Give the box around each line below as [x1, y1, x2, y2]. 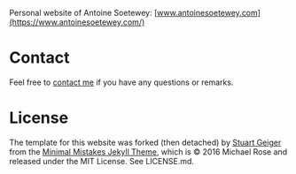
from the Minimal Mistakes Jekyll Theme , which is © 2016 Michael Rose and [9, 146, 288, 157]
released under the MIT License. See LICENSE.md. [9, 155, 195, 166]
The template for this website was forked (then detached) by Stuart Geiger [9, 137, 282, 148]
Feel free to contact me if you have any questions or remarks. [9, 77, 234, 87]
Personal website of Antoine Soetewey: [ [9, 8, 158, 18]
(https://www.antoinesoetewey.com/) [9, 17, 145, 27]
